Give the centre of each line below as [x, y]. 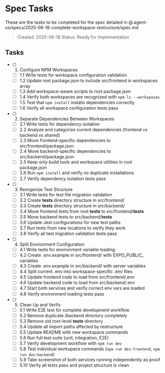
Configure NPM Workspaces [49, 70]
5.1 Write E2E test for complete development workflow [74, 310]
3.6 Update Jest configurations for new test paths [70, 222]
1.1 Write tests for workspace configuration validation [73, 75]
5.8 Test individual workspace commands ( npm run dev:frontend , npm [90, 349]
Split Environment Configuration [52, 244]
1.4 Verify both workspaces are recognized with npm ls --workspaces [90, 97]
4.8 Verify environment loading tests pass [62, 294]
